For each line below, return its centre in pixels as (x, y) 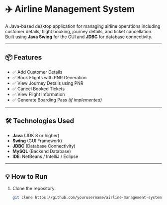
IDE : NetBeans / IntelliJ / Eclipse (45, 156)
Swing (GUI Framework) (37, 141)
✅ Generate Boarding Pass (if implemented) (57, 100)
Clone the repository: (34, 189)
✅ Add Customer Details (37, 72)
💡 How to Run (27, 177)
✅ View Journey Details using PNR (48, 83)
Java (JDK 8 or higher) (36, 135)
